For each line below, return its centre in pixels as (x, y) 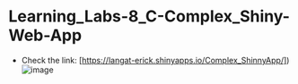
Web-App (45, 35)
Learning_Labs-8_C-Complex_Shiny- (149, 17)
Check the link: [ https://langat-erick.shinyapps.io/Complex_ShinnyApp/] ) (155, 60)
